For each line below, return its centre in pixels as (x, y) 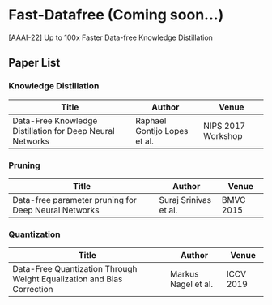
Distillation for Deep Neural (64, 131)
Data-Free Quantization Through (75, 269)
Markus (184, 274)
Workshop (223, 135)
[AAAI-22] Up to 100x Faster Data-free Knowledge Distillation (110, 37)
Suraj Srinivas (185, 200)
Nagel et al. (191, 284)
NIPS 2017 (224, 126)
